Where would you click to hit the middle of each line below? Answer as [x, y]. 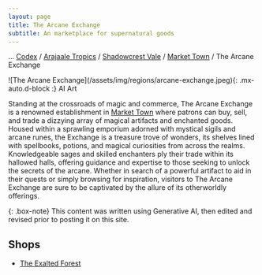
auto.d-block [29, 89]
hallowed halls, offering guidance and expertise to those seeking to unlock [129, 162]
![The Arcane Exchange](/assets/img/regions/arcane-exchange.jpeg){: [123, 80]
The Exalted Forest [50, 263]
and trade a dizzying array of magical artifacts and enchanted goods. [121, 121]
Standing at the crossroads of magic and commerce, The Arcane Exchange [131, 104]
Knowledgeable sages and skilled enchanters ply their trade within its [121, 154]
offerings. [24, 196]
